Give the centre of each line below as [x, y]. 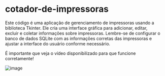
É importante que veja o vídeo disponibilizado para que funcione [71, 53]
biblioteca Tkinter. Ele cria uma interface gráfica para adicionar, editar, [76, 28]
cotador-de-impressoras [57, 9]
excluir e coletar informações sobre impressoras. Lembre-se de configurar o [83, 33]
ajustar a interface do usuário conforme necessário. [58, 43]
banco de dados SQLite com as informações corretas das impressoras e [79, 38]
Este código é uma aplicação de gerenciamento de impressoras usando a [80, 23]
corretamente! [19, 58]
